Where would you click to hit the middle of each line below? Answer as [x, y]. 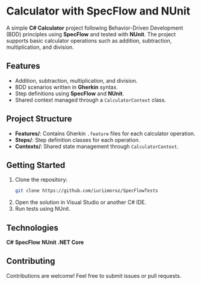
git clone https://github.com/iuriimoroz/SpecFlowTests [86, 191]
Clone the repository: [41, 180]
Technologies [32, 228]
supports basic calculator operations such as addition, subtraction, [89, 40]
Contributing [31, 261]
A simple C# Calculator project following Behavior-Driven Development [95, 28]
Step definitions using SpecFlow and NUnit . [70, 93]
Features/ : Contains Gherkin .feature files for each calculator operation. [105, 133]
